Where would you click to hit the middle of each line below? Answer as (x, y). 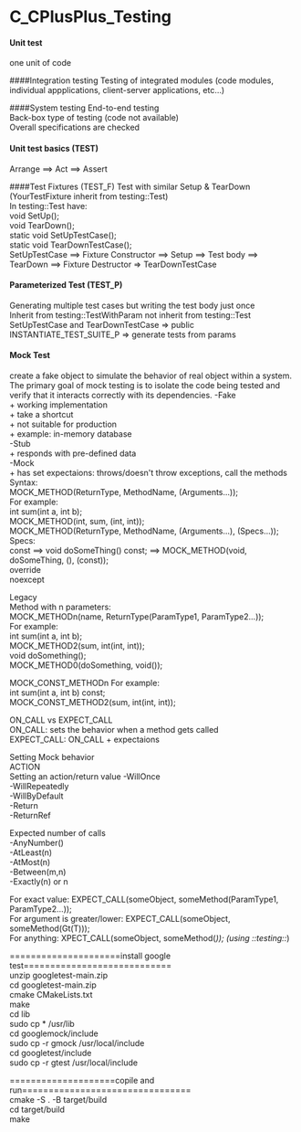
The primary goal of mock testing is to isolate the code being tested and (145, 385)
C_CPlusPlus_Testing (90, 17)
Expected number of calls (58, 833)
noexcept (27, 579)
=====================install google (90, 956)
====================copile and (82, 1080)
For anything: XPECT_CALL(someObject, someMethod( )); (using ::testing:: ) (150, 938)
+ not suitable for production (63, 424)
